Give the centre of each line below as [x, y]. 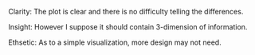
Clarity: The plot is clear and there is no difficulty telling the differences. [126, 12]
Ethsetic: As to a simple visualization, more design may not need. [115, 42]
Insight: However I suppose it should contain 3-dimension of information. [128, 27]
